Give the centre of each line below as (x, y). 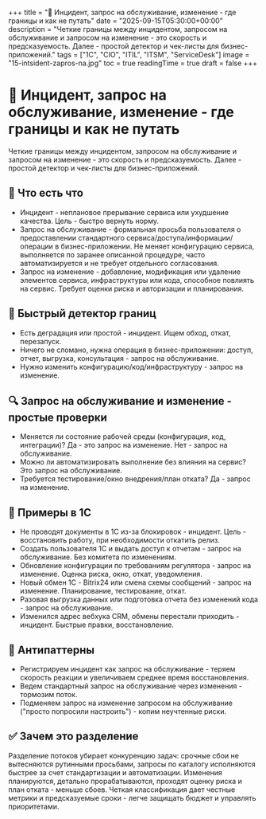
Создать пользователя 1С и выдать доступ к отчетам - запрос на (131, 549)
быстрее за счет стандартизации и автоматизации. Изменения (115, 772)
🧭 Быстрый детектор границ (83, 313)
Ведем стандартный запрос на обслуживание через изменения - (131, 686)
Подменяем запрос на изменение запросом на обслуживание (126, 703)
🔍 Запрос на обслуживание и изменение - (120, 401)
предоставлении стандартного (72, 237)
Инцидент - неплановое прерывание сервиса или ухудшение (124, 212)
